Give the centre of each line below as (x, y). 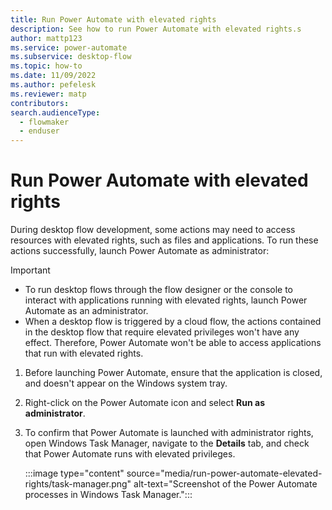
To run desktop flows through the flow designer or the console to (158, 290)
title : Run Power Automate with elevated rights (113, 19)
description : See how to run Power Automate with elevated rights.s (156, 29)
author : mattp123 (46, 38)
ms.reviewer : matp (48, 94)
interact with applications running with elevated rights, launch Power (166, 300)
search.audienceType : (55, 112)
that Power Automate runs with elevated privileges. (130, 454)
